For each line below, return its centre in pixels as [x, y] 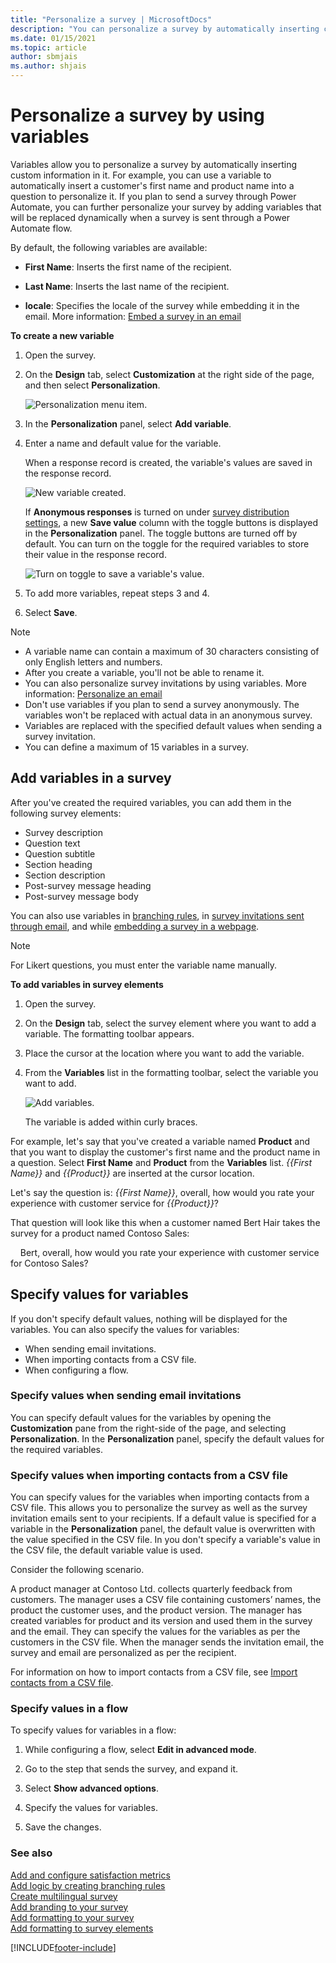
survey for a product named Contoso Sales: [100, 1233]
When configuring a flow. [76, 1370]
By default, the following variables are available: [109, 247]
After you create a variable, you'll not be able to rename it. [144, 672]
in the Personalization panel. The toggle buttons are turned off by [161, 533]
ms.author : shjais [48, 66]
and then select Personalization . [92, 385]
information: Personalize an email [93, 693]
